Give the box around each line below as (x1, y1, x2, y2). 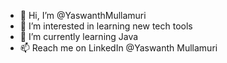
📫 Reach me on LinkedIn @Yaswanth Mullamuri (19, 42, 218, 54)
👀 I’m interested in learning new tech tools (19, 20, 193, 32)
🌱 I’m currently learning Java (19, 31, 139, 42)
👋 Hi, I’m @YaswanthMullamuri (19, 10, 147, 21)
